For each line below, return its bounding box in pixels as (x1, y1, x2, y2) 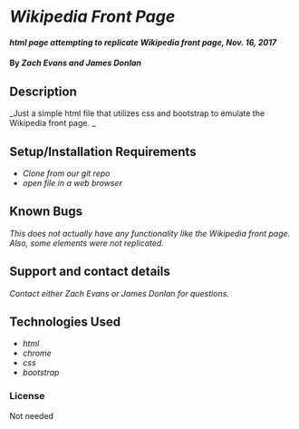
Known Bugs (9, 204, 83, 219)
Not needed (9, 410, 54, 421)
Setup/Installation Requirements (9, 143, 197, 160)
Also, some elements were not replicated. (9, 238, 165, 249)
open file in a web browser (22, 178, 122, 188)
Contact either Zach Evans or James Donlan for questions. (9, 288, 229, 298)
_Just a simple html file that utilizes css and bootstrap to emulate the (9, 108, 265, 119)
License (9, 390, 45, 403)
